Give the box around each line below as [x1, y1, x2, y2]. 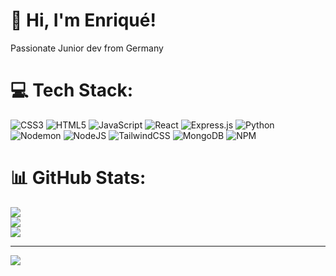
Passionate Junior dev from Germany [10, 42, 164, 54]
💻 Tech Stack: [10, 79, 134, 102]
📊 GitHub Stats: [10, 167, 147, 189]
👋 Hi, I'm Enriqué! [10, 9, 157, 32]
